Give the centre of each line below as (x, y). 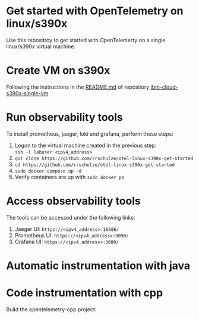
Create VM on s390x (58, 71)
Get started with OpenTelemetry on (95, 11)
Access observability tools (74, 201)
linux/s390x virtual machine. (41, 46)
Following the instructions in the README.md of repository (78, 87)
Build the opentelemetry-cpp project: (51, 309)
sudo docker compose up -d (48, 171)
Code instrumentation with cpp (85, 293)
